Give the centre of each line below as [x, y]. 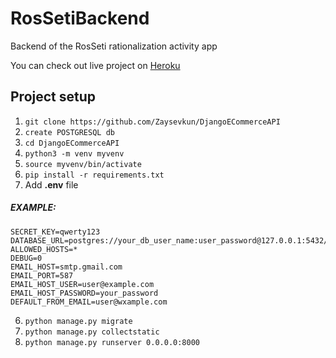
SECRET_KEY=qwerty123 [55, 232]
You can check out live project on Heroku [95, 65]
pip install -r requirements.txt [94, 175]
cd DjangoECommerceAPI [72, 143]
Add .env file [51, 184]
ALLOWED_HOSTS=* [44, 249]
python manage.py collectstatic [92, 332]
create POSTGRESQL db [69, 132]
